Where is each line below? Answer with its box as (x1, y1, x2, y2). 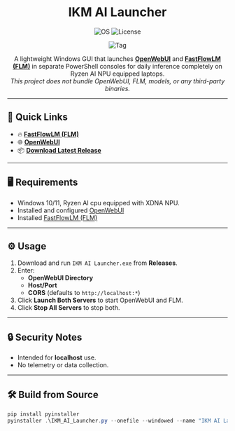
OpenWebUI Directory (27, 274, 93, 282)
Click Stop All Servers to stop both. (17, 303, 120, 312)
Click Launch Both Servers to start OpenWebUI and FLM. (17, 296, 183, 305)
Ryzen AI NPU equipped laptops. (70, 69, 165, 78)
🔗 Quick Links (7, 111, 68, 123)
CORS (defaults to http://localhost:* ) (27, 289, 141, 297)
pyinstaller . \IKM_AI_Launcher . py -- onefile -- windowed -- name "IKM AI (7, 417, 220, 424)
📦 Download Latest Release (17, 146, 101, 154)
